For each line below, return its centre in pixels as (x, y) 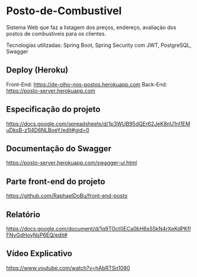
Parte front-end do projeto (56, 181)
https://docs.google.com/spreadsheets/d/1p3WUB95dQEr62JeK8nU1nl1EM (98, 123)
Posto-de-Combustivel (64, 11)
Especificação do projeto (53, 109)
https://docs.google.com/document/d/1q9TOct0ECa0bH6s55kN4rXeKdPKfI (99, 229)
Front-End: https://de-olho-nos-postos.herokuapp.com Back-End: (87, 84)
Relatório (23, 214)
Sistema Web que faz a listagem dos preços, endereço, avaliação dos (91, 27)
